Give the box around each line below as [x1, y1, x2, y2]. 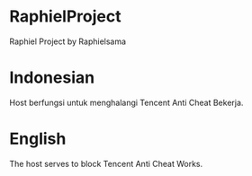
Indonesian [9, 67, 95, 88]
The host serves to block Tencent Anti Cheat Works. [9, 158, 203, 169]
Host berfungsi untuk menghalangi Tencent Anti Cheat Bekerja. [9, 97, 244, 108]
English [9, 128, 67, 149]
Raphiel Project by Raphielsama [9, 36, 127, 47]
